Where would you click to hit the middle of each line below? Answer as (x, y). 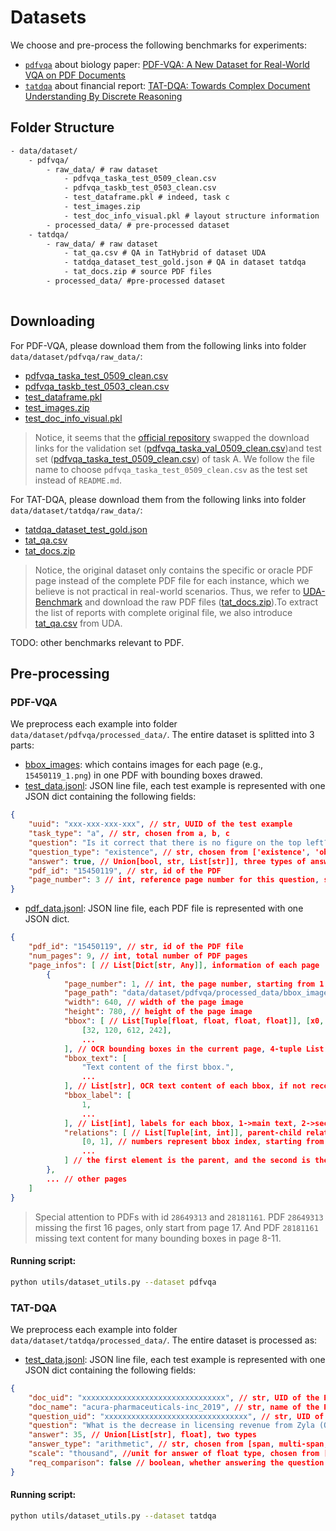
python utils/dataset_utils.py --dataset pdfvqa (113, 1282)
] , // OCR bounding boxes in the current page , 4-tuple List (194, 1049)
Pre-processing (60, 673)
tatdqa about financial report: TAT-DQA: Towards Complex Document (167, 85)
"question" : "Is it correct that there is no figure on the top (165, 842)
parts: (22, 745)
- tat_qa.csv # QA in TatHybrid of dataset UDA (165, 253)
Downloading (52, 321)
